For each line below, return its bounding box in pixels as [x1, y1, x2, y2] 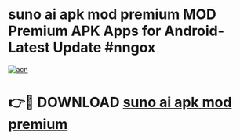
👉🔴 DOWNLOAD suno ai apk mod [8, 94, 232, 111]
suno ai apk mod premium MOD [8, 5, 217, 23]
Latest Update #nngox [8, 39, 156, 56]
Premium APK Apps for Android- [8, 22, 225, 40]
